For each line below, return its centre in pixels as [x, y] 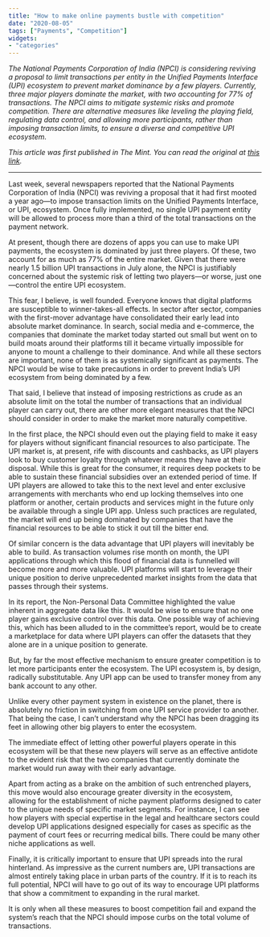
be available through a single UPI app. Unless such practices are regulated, [133, 511]
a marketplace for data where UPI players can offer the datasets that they [130, 636]
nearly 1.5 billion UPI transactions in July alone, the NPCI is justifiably [123, 268]
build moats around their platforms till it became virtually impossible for [126, 343]
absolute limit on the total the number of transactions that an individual [125, 402]
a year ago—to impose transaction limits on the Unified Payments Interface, [133, 201]
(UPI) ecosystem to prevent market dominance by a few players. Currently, [133, 86]
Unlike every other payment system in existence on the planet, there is [125, 702]
